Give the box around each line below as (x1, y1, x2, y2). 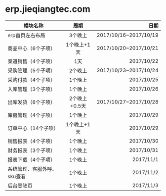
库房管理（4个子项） (7, 111, 56, 118)
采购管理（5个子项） (7, 67, 56, 74)
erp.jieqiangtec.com (5, 3, 90, 15)
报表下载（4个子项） (7, 156, 56, 163)
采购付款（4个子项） (7, 76, 56, 83)
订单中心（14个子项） (7, 125, 59, 132)
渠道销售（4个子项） (7, 58, 56, 65)
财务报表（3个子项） (7, 147, 56, 154)
